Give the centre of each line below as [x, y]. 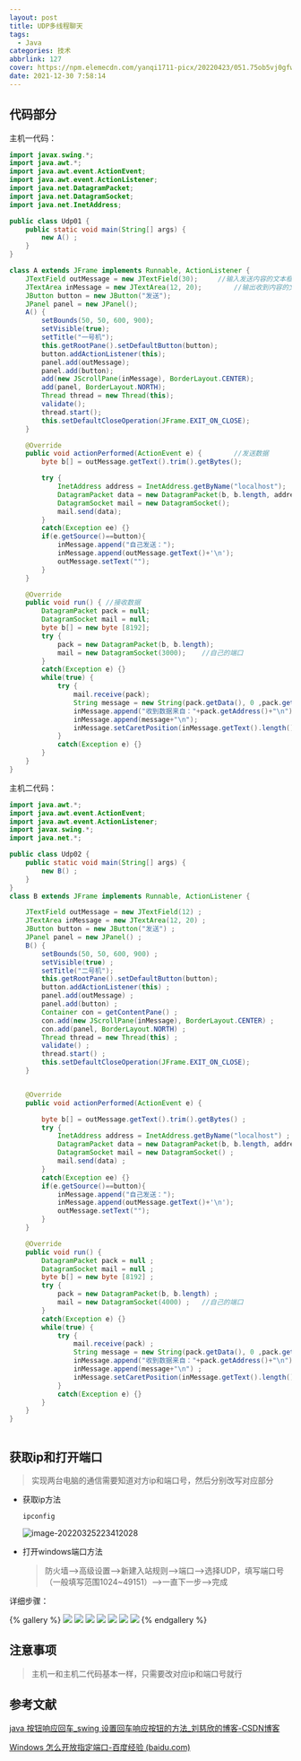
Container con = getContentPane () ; [110, 1012]
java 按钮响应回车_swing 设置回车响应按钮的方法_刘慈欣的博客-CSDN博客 [145, 1728]
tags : [19, 34]
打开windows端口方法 [62, 1552]
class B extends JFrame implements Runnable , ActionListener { [130, 896]
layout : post [34, 17]
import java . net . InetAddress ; [66, 205]
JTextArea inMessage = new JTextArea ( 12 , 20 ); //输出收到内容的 [157, 287]
